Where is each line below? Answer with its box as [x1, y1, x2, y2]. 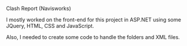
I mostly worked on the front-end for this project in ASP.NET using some [6, 16, 181, 23]
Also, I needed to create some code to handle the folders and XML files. [6, 34, 181, 40]
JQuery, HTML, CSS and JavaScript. [6, 23, 94, 29]
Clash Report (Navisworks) [6, 5, 72, 12]
